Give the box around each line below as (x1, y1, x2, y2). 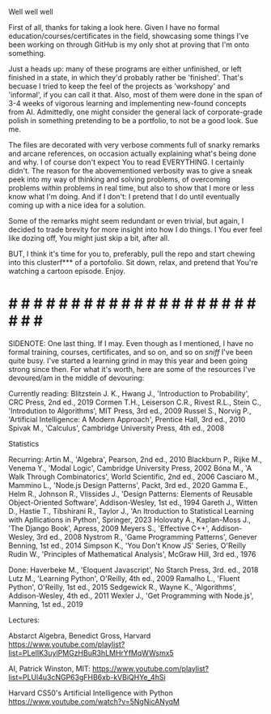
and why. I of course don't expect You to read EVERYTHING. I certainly (8, 157, 245, 167)
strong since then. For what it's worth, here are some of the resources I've (8, 364, 256, 374)
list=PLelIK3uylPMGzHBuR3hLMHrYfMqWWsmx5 (8, 648, 174, 657)
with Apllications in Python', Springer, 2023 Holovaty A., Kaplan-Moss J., (8, 515, 251, 524)
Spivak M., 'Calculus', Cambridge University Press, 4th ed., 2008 (8, 423, 225, 433)
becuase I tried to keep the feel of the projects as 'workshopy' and (8, 81, 231, 91)
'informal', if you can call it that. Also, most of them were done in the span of (8, 90, 263, 100)
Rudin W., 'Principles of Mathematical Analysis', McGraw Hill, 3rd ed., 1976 (8, 549, 256, 558)
